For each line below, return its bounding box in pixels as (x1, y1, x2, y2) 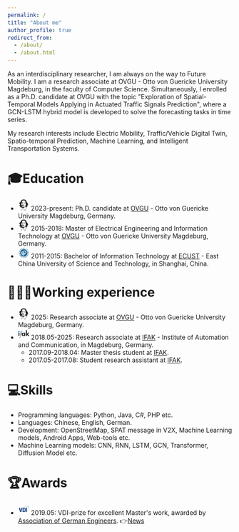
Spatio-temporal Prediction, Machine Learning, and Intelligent (7, 136, 189, 145)
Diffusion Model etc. (17, 448, 78, 457)
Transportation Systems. (7, 144, 80, 153)
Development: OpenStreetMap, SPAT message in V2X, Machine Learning (17, 426, 233, 434)
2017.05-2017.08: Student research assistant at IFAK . (28, 356, 183, 364)
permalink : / (7, 11, 46, 19)
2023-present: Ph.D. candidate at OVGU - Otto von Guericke (31, 204, 209, 212)
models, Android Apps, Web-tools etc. (17, 433, 131, 442)
